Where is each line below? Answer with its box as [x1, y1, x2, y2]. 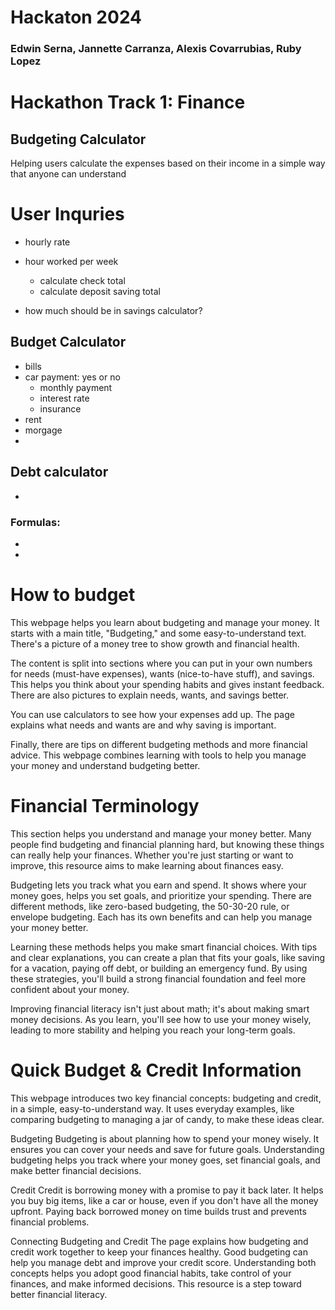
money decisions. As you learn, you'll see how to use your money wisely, [10, 1013, 312, 1025]
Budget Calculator [10, 334, 127, 351]
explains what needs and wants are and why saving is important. [10, 719, 277, 731]
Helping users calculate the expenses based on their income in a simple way [10, 157, 326, 170]
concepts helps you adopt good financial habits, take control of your [10, 1267, 292, 1279]
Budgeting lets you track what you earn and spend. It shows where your [10, 879, 307, 891]
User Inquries [10, 203, 125, 226]
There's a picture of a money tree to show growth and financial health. [10, 637, 300, 650]
